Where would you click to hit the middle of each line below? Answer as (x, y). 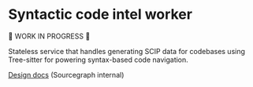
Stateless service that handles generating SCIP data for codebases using (127, 51)
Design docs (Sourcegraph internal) (66, 74)
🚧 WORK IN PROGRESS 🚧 (49, 36)
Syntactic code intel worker (100, 14)
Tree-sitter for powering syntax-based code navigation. (99, 60)
